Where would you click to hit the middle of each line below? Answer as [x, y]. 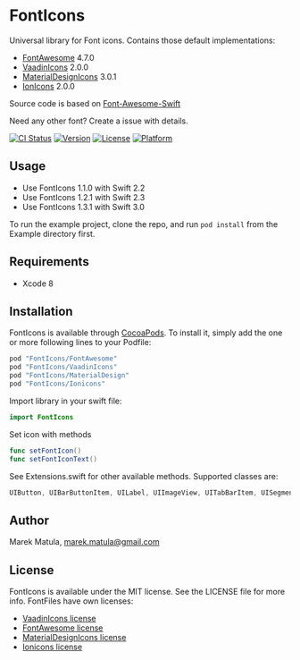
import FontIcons [42, 417]
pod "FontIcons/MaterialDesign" [69, 376]
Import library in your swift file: [66, 401]
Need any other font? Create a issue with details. [99, 121]
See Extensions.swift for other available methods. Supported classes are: [144, 476]
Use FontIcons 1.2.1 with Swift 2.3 [83, 197]
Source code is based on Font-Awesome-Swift [95, 103]
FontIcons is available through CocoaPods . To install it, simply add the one [146, 333]
